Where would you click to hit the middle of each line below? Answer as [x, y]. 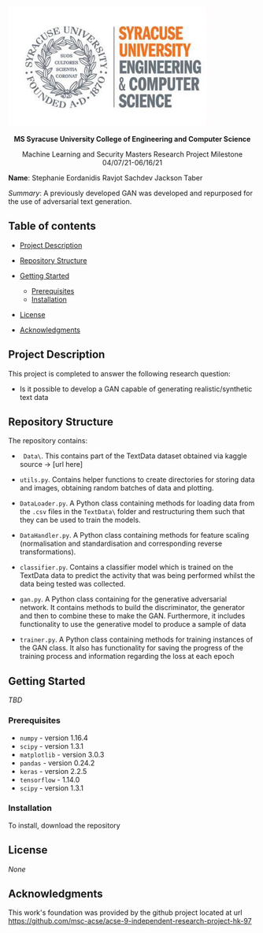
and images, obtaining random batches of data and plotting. [117, 488]
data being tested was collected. [72, 584]
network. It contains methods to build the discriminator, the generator [132, 608]
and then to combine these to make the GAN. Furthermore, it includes [132, 616]
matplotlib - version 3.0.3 [62, 754]
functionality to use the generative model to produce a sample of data [133, 624]
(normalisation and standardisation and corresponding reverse [121, 544]
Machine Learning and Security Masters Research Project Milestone [132, 154]
